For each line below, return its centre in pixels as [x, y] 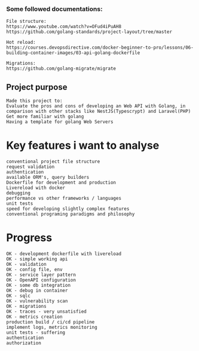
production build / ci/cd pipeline [50, 322]
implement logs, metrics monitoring [52, 327]
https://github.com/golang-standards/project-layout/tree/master [89, 32]
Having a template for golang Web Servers [60, 122]
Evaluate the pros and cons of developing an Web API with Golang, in [96, 106]
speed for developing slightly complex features [68, 209]
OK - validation [26, 264]
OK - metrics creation [34, 317]
